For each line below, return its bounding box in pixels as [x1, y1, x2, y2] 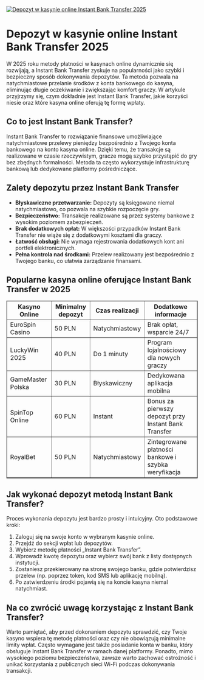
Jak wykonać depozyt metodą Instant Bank [6, 489, 173, 499]
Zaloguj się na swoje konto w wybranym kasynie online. [15, 533, 155, 541]
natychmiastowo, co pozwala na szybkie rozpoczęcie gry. [15, 205, 160, 212]
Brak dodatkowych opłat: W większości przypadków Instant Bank [15, 225, 181, 232]
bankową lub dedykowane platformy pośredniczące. [6, 165, 138, 172]
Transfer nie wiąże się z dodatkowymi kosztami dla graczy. [15, 231, 163, 239]
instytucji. [15, 559, 40, 566]
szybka [147, 460, 168, 469]
